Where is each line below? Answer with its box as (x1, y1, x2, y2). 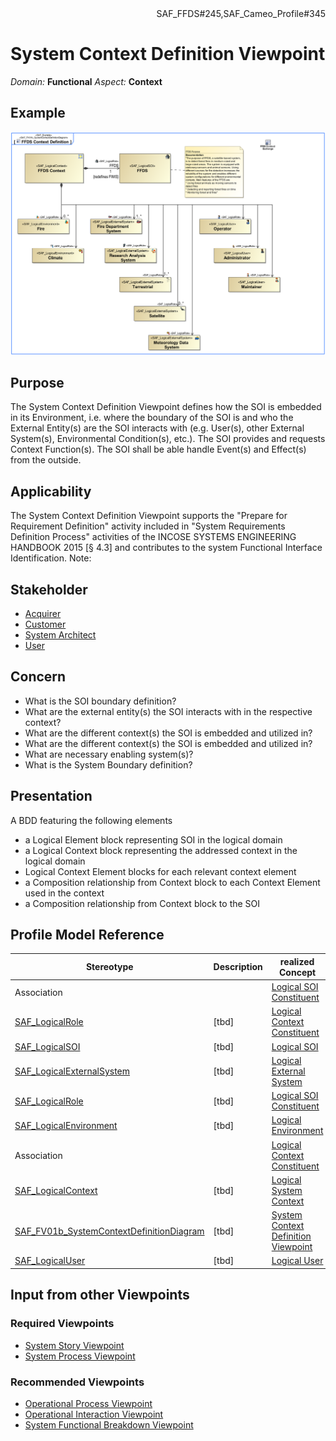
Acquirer (24, 608, 62, 620)
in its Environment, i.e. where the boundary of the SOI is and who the (10, 412, 294, 424)
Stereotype (85, 961, 134, 973)
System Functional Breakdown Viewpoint (24, 1418, 194, 1431)
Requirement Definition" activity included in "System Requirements (10, 520, 286, 532)
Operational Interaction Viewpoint (24, 1408, 164, 1420)
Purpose (10, 374, 65, 391)
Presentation (10, 788, 93, 805)
